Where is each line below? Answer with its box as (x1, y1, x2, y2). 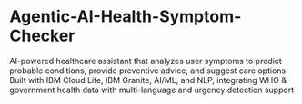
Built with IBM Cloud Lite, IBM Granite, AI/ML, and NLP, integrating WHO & (9, 74, 287, 85)
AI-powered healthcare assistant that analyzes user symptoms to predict (9, 55, 282, 66)
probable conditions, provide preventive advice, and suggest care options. (9, 65, 288, 76)
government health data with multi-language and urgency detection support (9, 84, 294, 95)
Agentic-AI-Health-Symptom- (9, 6, 242, 27)
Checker (9, 25, 75, 46)
